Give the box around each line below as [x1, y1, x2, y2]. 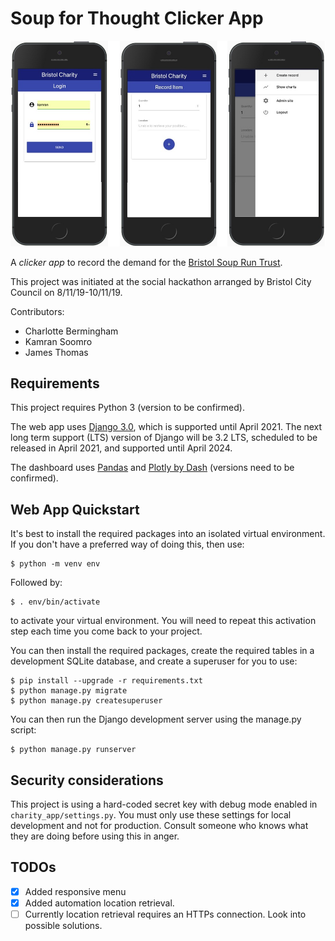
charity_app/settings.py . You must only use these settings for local [10, 808, 292, 821]
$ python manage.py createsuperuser [10, 696, 163, 706]
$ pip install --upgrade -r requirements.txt [10, 676, 203, 686]
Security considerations [10, 772, 164, 789]
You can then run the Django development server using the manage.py [10, 713, 302, 726]
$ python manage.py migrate [10, 686, 128, 696]
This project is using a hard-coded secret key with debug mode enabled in [10, 798, 318, 810]
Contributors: [10, 305, 65, 317]
